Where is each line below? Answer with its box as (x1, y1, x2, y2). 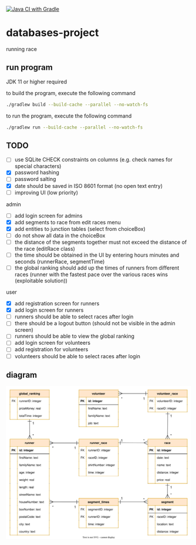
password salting (14, 176, 56, 183)
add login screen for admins (14, 212, 83, 219)
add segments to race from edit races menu (14, 218, 121, 226)
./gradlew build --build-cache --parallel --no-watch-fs (6, 102, 148, 107)
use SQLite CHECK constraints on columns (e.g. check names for (14, 156, 173, 163)
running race (6, 45, 37, 52)
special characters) (14, 163, 62, 170)
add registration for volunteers (14, 346, 89, 353)
